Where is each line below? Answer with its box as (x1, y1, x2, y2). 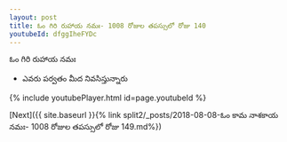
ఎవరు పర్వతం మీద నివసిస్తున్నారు (21, 73, 129, 84)
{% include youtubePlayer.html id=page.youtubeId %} (9, 92, 207, 103)
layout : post (9, 12, 58, 22)
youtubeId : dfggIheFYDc (9, 29, 98, 38)
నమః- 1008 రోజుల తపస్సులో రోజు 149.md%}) (9, 122, 163, 132)
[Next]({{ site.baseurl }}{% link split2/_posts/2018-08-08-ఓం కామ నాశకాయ (9, 110, 278, 121)
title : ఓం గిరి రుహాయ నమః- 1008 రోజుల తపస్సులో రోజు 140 (9, 21, 206, 30)
